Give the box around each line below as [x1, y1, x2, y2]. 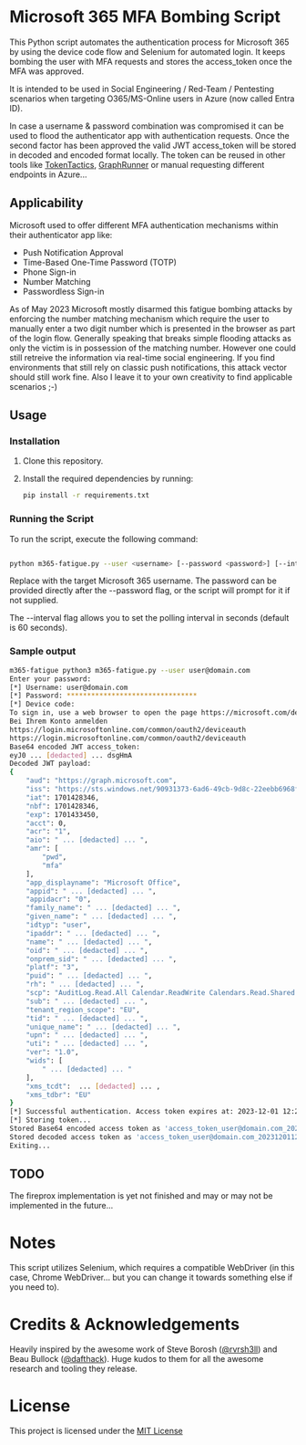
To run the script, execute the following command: [9, 533, 199, 544]
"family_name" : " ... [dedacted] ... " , [25, 904, 181, 913]
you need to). [9, 1282, 60, 1293]
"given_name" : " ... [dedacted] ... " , [25, 912, 178, 921]
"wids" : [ [25, 1056, 64, 1065]
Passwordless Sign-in [22, 286, 105, 297]
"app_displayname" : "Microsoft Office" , [25, 878, 181, 887]
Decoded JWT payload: [9, 759, 92, 769]
